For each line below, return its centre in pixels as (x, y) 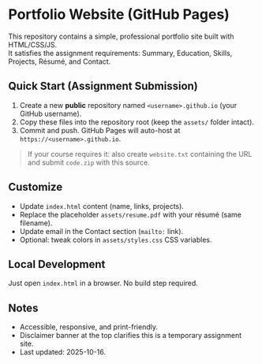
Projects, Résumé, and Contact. (60, 61)
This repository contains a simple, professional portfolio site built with (121, 36)
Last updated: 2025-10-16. (63, 352)
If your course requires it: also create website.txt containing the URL (140, 154)
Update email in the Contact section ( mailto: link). (101, 231)
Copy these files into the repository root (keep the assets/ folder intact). (137, 122)
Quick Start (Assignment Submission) (103, 86)
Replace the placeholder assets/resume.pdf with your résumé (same (131, 214)
